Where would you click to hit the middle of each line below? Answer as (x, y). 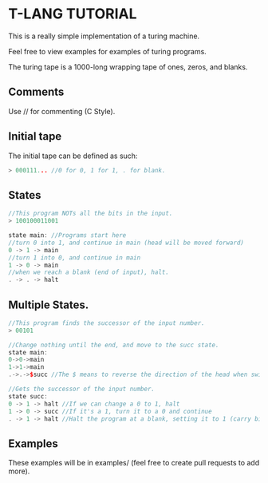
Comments (36, 92)
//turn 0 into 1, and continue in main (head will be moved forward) (126, 243)
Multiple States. (49, 305)
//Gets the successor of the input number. (82, 389)
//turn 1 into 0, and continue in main (75, 257)
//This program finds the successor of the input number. (106, 323)
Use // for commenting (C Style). (62, 111)
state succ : (28, 396)
